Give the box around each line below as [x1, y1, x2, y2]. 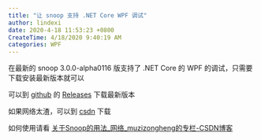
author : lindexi [8, 19, 62, 27]
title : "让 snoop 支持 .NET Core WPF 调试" [8, 11, 147, 20]
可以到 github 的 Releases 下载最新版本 [8, 90, 136, 99]
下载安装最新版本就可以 [8, 73, 84, 83]
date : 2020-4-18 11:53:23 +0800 [8, 26, 114, 34]
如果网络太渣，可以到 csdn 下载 [8, 107, 112, 116]
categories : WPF [8, 41, 62, 49]
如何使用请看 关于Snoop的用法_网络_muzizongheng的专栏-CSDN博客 [8, 123, 233, 133]
